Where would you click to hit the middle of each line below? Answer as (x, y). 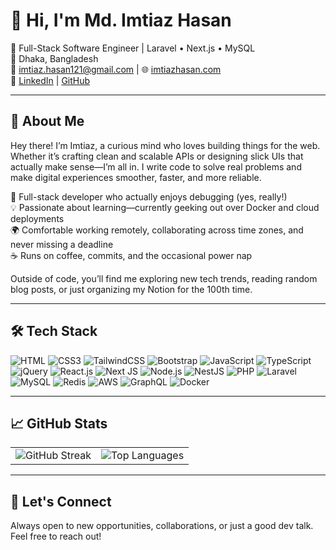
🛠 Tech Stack (54, 331)
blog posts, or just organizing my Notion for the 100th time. (131, 289)
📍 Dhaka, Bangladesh (54, 58)
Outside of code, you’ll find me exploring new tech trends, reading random (164, 278)
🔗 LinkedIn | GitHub (50, 80)
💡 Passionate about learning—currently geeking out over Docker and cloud (165, 207)
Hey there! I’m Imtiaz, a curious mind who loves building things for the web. (165, 145)
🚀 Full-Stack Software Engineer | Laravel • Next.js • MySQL (133, 48)
